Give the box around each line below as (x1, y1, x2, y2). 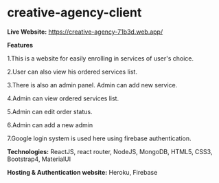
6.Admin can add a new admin (7, 120, 93, 129)
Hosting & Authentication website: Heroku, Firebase (7, 168, 158, 176)
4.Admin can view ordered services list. (7, 94, 119, 103)
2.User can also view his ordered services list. (7, 67, 137, 76)
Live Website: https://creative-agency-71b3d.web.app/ (7, 28, 163, 36)
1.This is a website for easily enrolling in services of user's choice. (7, 54, 194, 63)
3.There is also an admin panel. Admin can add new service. (7, 80, 178, 89)
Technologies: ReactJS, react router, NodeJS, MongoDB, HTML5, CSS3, (7, 147, 213, 155)
